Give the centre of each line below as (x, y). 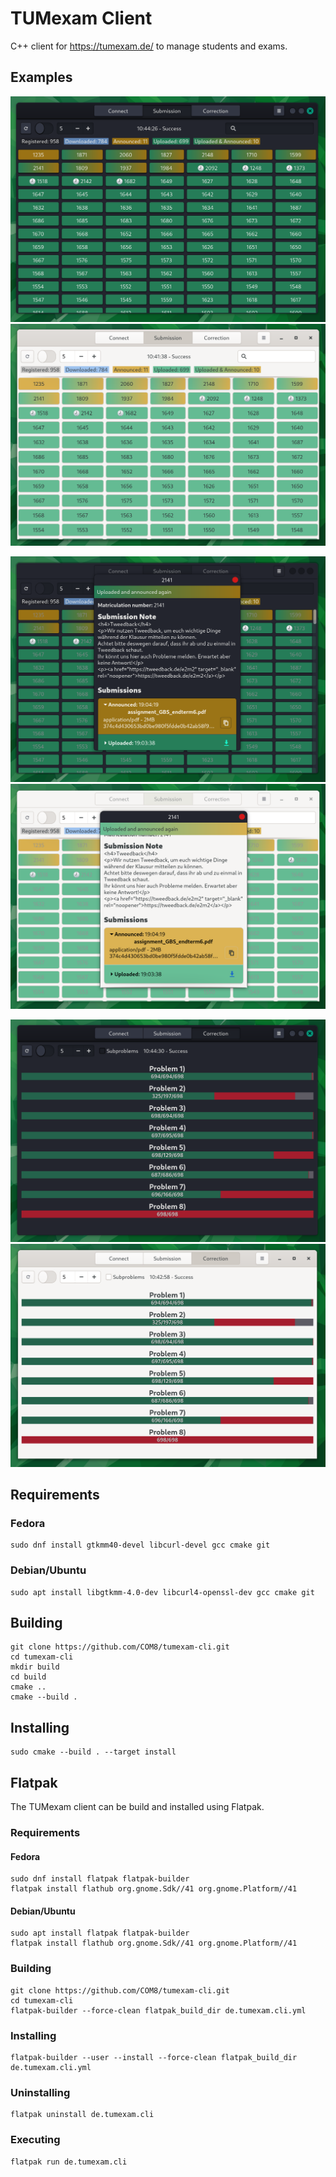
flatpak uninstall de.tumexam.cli (82, 2115)
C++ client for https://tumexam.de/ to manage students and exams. (149, 46)
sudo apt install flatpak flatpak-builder (100, 1933)
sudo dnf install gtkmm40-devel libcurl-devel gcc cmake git (140, 1545)
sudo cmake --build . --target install (93, 1752)
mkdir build (35, 1667)
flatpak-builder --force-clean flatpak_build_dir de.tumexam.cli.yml (158, 2010)
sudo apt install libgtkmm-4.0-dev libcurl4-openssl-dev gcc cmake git (162, 1592)
